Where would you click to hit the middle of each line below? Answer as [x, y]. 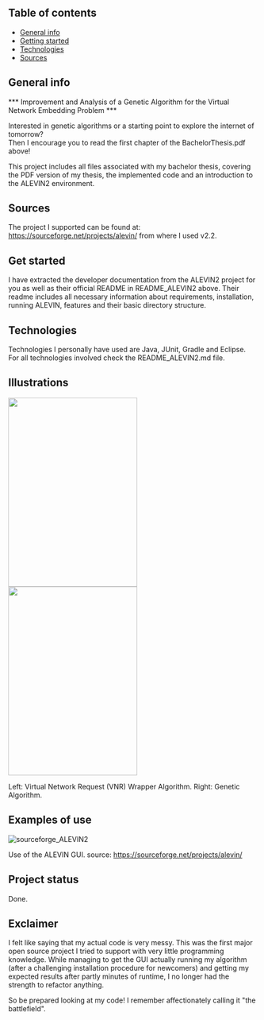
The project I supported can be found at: [75, 227]
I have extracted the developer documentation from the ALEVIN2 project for [132, 280]
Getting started [44, 41]
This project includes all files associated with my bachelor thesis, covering [130, 166]
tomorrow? [26, 134]
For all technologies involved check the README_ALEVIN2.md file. [117, 358]
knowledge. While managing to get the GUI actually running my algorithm [128, 960]
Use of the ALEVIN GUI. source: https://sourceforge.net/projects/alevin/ [126, 855]
